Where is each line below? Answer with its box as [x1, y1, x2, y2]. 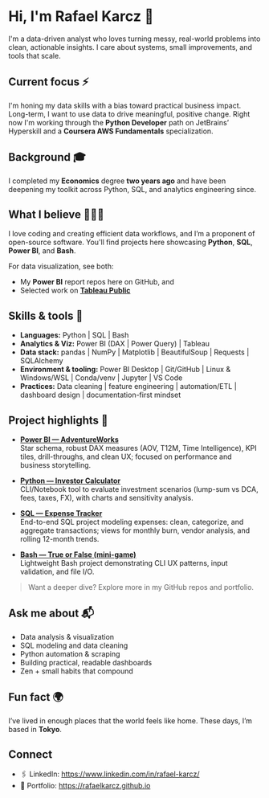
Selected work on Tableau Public [19, 285, 131, 296]
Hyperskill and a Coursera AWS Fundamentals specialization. [8, 126, 214, 136]
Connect [8, 747, 53, 762]
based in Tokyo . [8, 724, 63, 734]
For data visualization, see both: [8, 261, 114, 272]
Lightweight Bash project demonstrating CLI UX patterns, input [19, 559, 228, 567]
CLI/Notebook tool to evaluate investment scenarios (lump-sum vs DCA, [19, 485, 259, 493]
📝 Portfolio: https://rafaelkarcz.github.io [19, 781, 151, 791]
